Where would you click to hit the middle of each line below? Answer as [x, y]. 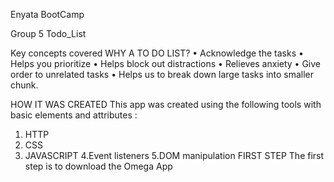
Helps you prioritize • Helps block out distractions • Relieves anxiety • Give [166, 63]
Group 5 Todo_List [48, 33]
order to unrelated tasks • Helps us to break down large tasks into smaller [162, 74]
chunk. [24, 85]
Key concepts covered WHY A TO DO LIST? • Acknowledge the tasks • [157, 53]
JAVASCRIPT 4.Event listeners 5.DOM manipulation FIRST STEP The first [174, 155]
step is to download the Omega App [98, 166]
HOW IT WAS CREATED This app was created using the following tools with [166, 104]
